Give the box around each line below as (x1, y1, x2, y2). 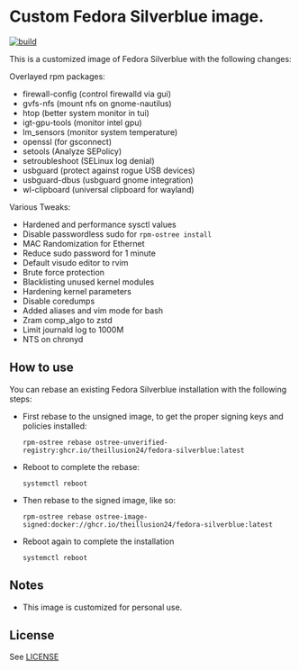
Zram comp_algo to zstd (22, 314, 113, 325)
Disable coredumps (22, 295, 95, 306)
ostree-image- (95, 512, 149, 521)
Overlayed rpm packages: (9, 70, 105, 82)
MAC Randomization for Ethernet (22, 238, 145, 249)
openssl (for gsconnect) (22, 136, 113, 147)
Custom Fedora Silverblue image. (9, 6, 264, 27)
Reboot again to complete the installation (22, 536, 175, 547)
